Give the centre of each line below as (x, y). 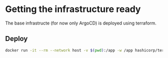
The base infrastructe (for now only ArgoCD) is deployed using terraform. (81, 23)
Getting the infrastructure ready (73, 9)
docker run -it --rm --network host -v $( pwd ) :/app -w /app (69, 50)
